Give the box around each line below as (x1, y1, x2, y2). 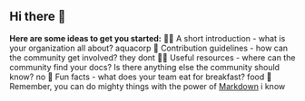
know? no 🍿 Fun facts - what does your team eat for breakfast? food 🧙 (9, 71, 272, 82)
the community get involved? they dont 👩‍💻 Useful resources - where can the (9, 51, 296, 63)
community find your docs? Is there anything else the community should (9, 61, 280, 72)
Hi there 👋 (9, 9, 66, 24)
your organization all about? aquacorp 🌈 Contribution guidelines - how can (9, 42, 289, 53)
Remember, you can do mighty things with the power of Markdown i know (9, 80, 286, 91)
